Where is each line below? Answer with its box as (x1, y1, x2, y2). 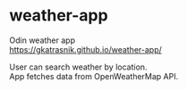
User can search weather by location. (9, 61, 148, 72)
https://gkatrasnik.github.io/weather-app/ (9, 44, 163, 54)
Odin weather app (9, 35, 76, 45)
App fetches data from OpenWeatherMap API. (9, 70, 179, 81)
